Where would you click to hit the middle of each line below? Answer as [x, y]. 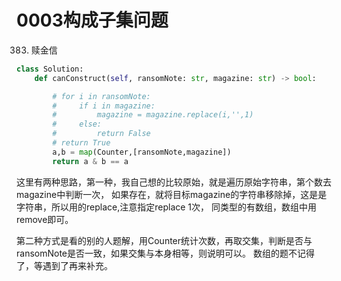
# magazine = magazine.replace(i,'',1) [153, 115]
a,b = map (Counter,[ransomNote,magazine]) [142, 152]
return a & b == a [90, 161]
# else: [77, 124]
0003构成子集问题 [92, 20]
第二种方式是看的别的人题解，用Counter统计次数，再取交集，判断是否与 [164, 240]
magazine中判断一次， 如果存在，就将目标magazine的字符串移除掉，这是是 [172, 194]
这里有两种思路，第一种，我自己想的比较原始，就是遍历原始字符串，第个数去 [174, 182]
